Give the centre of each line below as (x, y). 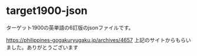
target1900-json (47, 11)
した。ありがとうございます (44, 47)
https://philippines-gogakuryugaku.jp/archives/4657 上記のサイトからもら (96, 40)
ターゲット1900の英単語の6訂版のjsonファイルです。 (70, 27)
